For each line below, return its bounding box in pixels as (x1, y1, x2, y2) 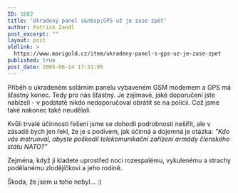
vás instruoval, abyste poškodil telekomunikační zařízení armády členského (7, 135, 230, 143)
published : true (7, 57, 56, 64)
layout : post (7, 37, 46, 44)
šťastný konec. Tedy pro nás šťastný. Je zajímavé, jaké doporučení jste (7, 90, 215, 99)
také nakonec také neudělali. (7, 105, 91, 114)
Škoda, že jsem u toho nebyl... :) (7, 177, 102, 186)
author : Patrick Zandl (7, 24, 75, 31)
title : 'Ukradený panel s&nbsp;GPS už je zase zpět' (7, 17, 167, 24)
